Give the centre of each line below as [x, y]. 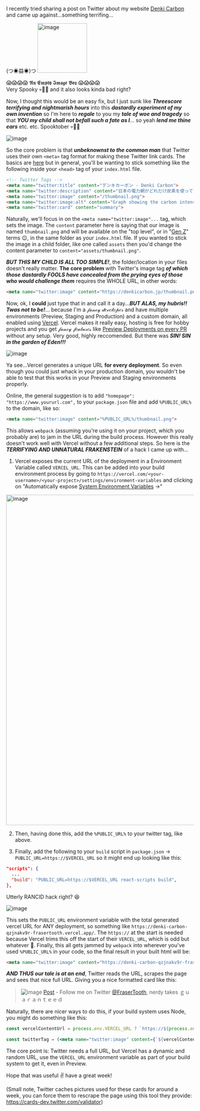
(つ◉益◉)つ [21, 71]
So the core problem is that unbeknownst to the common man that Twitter [98, 150]
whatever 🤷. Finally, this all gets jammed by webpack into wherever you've [96, 945]
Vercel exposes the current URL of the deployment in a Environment [98, 461]
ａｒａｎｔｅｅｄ [42, 1000]
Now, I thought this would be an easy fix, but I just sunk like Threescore [94, 101]
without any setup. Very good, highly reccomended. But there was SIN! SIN [99, 336]
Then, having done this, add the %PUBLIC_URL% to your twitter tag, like [99, 834]
